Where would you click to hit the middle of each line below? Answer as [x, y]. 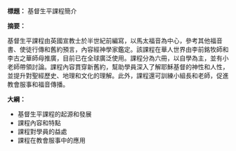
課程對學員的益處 [42, 131]
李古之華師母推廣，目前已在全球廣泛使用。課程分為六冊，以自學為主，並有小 [118, 58]
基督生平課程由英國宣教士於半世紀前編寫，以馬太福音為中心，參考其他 [109, 41]
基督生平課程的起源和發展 [54, 114]
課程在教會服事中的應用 [51, 140]
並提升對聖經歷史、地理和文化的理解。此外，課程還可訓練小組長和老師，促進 [118, 75]
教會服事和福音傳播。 [38, 84]
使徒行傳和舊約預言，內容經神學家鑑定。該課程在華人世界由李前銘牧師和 [124, 49]
